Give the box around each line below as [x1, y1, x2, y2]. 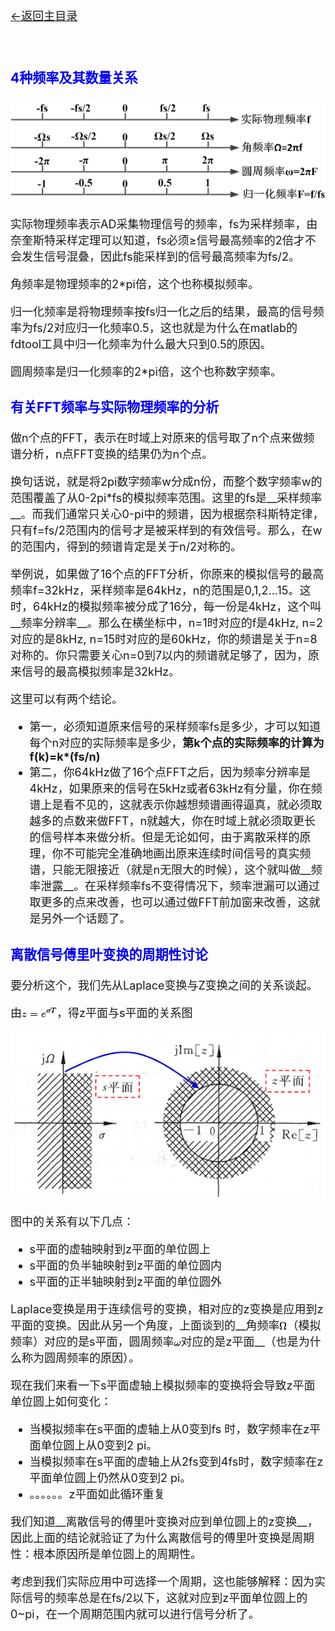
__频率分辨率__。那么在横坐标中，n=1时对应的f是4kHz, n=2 [10, 616, 323, 631]
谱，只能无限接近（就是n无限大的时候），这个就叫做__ [29, 863, 312, 877]
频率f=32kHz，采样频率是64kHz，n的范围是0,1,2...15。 [10, 583, 300, 598]
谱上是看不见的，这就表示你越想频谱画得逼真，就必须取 [29, 798, 323, 812]
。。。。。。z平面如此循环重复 [29, 1487, 166, 1501]
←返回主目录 [10, 9, 78, 23]
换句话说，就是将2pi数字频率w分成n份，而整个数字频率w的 [10, 475, 323, 489]
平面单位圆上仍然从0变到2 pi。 [29, 1470, 192, 1485]
